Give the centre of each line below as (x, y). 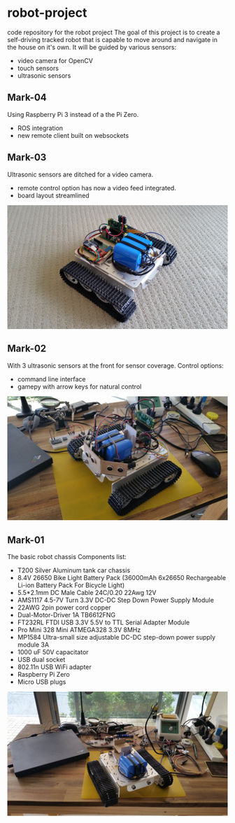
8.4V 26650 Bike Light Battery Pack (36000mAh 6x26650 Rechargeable (121, 578)
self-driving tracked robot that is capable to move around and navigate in (113, 39)
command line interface (51, 379)
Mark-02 (27, 349)
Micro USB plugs (42, 682)
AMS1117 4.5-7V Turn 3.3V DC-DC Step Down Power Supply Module (116, 600)
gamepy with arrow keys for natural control (79, 386)
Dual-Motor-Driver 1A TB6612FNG (66, 615)
